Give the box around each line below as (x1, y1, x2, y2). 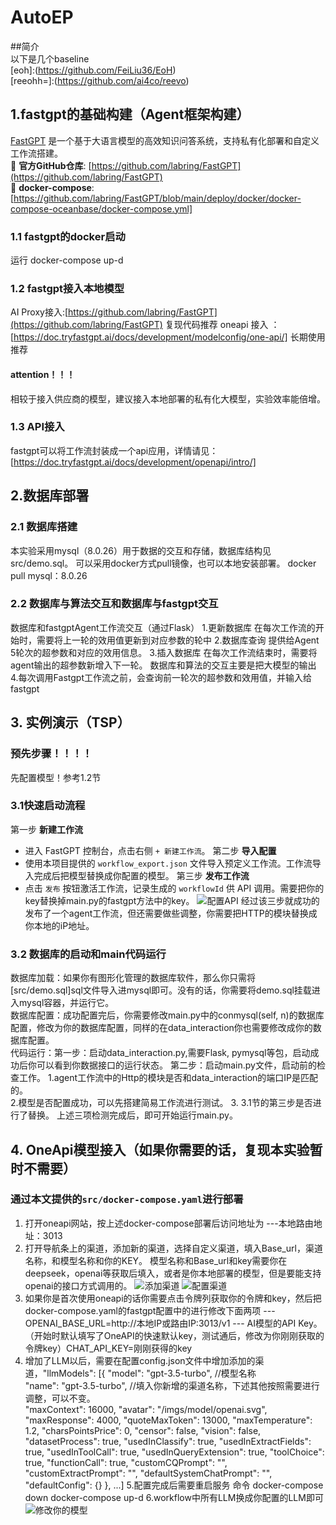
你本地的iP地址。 (24, 919, 95, 931)
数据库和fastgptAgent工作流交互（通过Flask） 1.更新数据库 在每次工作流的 (10, 621, 316, 633)
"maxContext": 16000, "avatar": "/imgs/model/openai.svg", (24, 1403, 268, 1415)
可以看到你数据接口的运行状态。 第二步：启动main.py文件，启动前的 (36, 1059, 317, 1071)
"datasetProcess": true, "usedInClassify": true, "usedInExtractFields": (24, 1435, 312, 1447)
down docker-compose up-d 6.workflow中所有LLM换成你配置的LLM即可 (24, 1491, 324, 1503)
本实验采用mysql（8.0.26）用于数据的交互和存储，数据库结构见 (10, 544, 272, 556)
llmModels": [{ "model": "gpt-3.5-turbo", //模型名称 (46, 1367, 257, 1379)
